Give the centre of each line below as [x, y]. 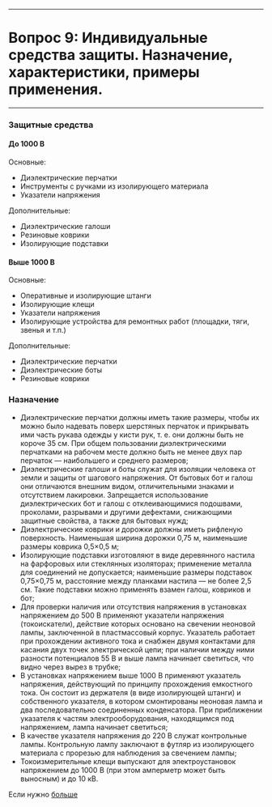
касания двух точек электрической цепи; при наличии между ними [137, 649]
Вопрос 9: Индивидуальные [108, 38]
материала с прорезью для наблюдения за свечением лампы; [128, 753]
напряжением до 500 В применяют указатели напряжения [122, 615]
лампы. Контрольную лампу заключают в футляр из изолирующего [137, 744]
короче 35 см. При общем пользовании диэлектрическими [123, 443]
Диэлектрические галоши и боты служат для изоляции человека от [138, 469]
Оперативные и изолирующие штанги [85, 295]
